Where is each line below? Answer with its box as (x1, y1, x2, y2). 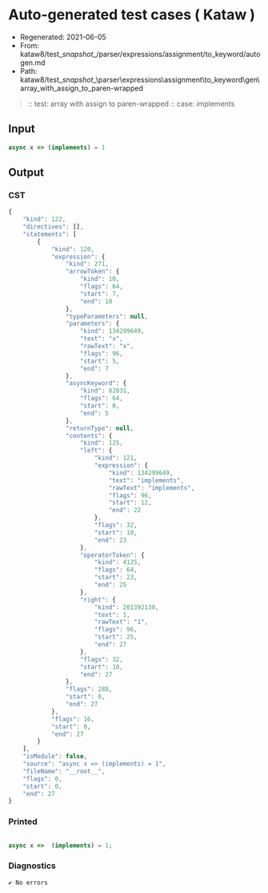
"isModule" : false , (22, 753, 88, 761)
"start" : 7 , (79, 290, 120, 298)
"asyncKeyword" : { (65, 380, 127, 388)
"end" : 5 (79, 409, 110, 417)
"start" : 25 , (94, 633, 138, 641)
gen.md (19, 58, 46, 67)
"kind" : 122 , (22, 215, 66, 224)
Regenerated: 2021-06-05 (19, 32, 106, 42)
